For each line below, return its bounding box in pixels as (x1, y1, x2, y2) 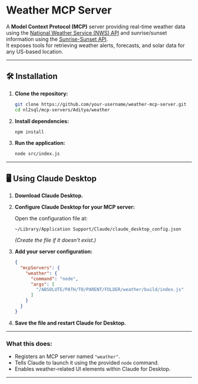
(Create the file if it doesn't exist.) (14, 237, 96, 244)
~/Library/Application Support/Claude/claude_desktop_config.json (14, 226, 181, 233)
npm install (14, 129, 44, 135)
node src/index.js (14, 151, 60, 157)
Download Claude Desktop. (14, 192, 84, 199)
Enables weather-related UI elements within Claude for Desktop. (14, 366, 171, 373)
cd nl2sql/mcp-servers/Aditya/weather (14, 107, 110, 112)
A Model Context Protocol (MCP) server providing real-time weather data (6, 23, 186, 30)
